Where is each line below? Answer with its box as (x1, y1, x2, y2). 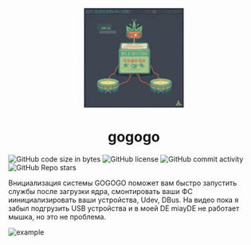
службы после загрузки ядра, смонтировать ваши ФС (8, 186, 193, 196)
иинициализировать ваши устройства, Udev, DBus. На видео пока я (8, 195, 239, 204)
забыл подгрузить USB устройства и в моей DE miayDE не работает (8, 203, 240, 213)
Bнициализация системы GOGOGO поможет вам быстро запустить (8, 178, 237, 188)
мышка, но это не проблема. (8, 212, 106, 221)
